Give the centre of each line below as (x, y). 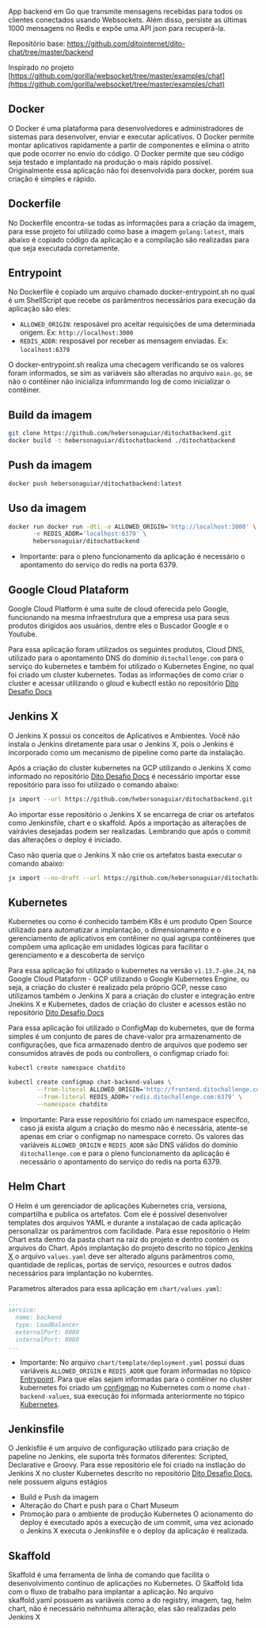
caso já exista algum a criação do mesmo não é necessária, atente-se (133, 1128)
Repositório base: (37, 44)
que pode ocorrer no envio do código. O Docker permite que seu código (126, 153)
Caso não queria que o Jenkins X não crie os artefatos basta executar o (125, 854)
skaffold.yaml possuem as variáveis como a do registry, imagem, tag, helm (130, 1600)
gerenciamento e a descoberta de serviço (76, 955)
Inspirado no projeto (41, 67)
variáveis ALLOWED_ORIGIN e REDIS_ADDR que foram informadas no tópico (135, 1370)
